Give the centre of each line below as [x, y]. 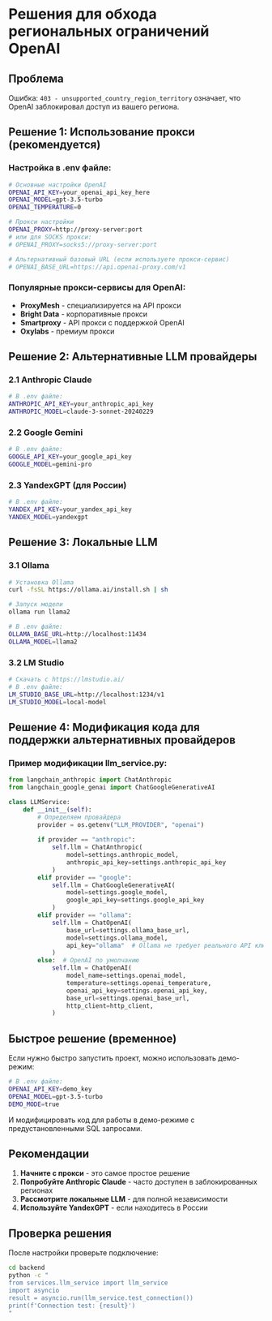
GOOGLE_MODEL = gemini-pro [50, 465]
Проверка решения [60, 1233]
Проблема [36, 78]
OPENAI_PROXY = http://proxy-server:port [76, 230]
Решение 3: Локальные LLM [83, 542]
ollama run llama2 [39, 612]
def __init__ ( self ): [57, 809]
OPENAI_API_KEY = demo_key [50, 1089]
